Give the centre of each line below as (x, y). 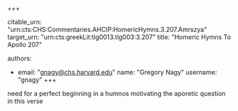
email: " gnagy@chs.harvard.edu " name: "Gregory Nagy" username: (117, 72)
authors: (20, 58)
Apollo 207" (25, 44)
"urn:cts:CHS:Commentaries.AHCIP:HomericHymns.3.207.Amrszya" (107, 30)
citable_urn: (25, 22)
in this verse (25, 101)
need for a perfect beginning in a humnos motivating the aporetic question (117, 94)
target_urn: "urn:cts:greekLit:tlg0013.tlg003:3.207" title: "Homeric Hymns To (119, 37)
